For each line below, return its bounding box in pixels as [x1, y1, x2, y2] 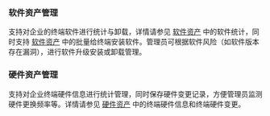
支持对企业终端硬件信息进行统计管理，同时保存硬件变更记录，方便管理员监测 [8, 89, 263, 98]
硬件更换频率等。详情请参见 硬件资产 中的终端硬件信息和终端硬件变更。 [8, 99, 246, 109]
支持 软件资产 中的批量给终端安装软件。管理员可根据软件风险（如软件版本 [15, 37, 260, 47]
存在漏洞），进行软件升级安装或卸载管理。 [8, 47, 147, 57]
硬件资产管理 [8, 69, 59, 81]
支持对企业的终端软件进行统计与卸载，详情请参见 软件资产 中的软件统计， [8, 27, 252, 37]
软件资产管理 [8, 6, 59, 18]
